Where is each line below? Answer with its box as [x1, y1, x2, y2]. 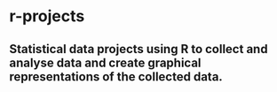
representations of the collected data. [9, 69, 224, 84]
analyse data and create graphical [9, 55, 202, 70]
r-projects [9, 6, 85, 27]
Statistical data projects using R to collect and [9, 42, 268, 57]
